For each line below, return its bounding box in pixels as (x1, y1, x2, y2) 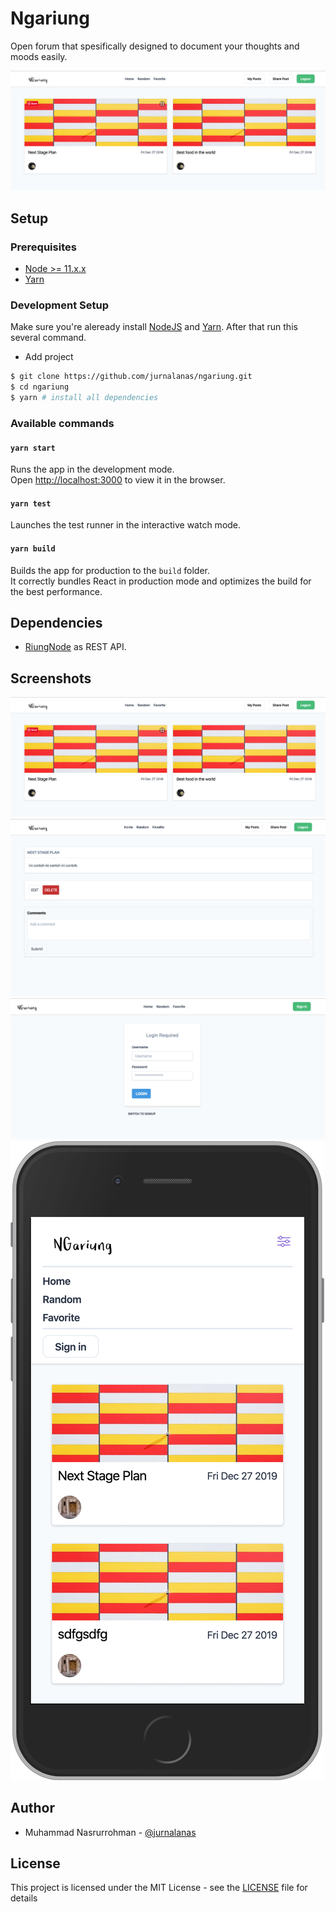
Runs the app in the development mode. (10, 463, 175, 476)
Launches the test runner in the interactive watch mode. (10, 519, 242, 531)
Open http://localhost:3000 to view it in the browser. (10, 474, 226, 486)
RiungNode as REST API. (24, 641, 127, 653)
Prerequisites (10, 240, 77, 254)
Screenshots (10, 670, 92, 687)
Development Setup (10, 298, 109, 312)
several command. (10, 332, 87, 344)
